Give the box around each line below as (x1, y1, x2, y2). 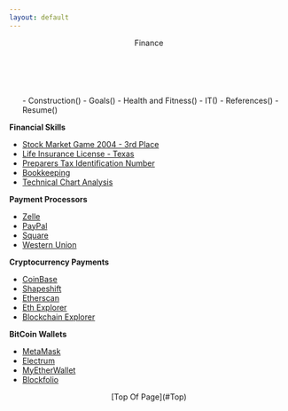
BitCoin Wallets (9, 328, 67, 339)
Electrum (21, 355, 56, 366)
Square (21, 230, 49, 241)
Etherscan (21, 292, 60, 303)
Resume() (21, 104, 58, 115)
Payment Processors (9, 194, 88, 204)
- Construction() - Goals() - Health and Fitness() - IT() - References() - (21, 95, 279, 106)
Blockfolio (21, 374, 59, 384)
